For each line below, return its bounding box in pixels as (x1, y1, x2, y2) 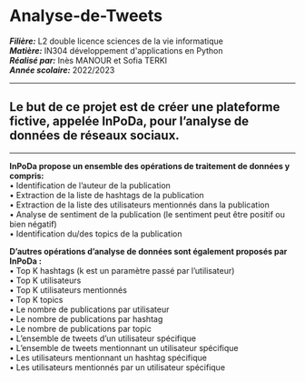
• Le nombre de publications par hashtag (9, 313, 163, 324)
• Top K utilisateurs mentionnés (9, 284, 127, 296)
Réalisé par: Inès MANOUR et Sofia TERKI (9, 55, 168, 65)
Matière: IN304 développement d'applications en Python (9, 45, 224, 55)
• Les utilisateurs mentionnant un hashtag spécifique (9, 352, 207, 363)
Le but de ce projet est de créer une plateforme (9, 99, 280, 115)
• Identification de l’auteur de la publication (9, 179, 171, 191)
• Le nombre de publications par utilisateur (9, 304, 170, 315)
